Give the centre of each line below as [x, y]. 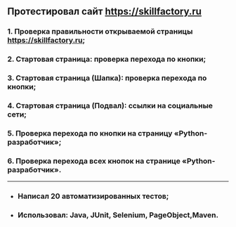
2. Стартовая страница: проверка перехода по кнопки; [107, 59]
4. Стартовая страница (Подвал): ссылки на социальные [110, 106]
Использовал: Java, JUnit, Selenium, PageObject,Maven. [118, 215]
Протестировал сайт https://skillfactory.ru [105, 12]
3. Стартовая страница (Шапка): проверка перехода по [107, 78]
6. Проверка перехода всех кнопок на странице [94, 161]
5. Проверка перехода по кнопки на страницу [90, 133]
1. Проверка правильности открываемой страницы [100, 32]
